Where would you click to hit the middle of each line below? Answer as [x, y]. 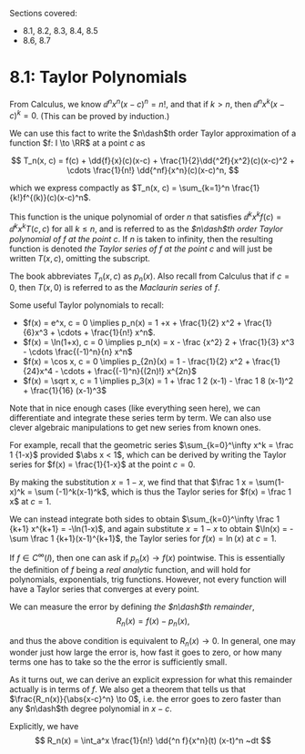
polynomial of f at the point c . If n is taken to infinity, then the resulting [141, 239]
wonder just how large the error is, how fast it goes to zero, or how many [146, 652]
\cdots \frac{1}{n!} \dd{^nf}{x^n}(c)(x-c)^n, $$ [153, 170]
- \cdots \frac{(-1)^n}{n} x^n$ [78, 352]
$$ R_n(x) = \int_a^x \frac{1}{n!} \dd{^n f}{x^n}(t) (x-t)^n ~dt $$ [153, 740]
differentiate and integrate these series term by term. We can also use [140, 418]
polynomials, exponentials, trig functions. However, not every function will [148, 579]
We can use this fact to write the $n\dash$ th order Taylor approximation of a [153, 133]
